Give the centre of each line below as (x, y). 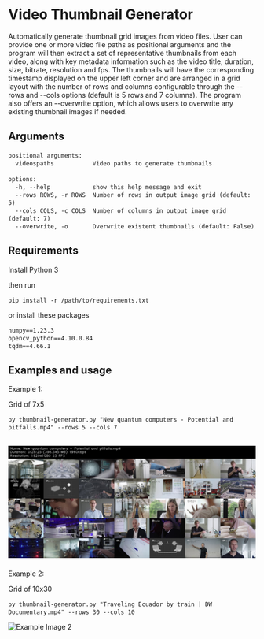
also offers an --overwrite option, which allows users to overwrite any (121, 103)
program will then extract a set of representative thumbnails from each (123, 53)
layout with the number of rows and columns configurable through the (121, 86)
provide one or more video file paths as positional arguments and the (120, 44)
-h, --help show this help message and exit (108, 187)
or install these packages (49, 315)
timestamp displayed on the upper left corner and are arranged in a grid (124, 78)
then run (22, 284)
